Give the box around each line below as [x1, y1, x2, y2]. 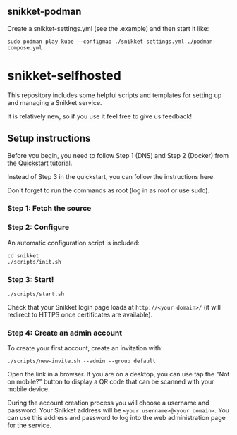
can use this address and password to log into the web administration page [7, 414, 226, 422]
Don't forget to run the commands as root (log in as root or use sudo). [7, 186, 210, 195]
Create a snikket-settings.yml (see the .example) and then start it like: [7, 24, 209, 32]
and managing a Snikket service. [7, 98, 102, 106]
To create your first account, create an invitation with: [7, 344, 163, 353]
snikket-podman [7, 6, 82, 18]
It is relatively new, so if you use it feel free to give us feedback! [7, 112, 193, 121]
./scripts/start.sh [7, 290, 65, 298]
